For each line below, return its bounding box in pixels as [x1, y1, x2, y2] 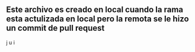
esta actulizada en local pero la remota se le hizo [6, 14, 189, 24]
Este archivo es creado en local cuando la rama [6, 5, 184, 15]
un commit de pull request [6, 23, 105, 33]
